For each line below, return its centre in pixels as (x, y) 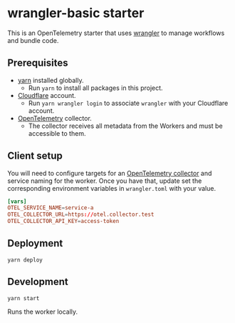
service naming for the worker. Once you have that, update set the (105, 181)
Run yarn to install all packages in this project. (95, 88)
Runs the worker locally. (43, 312)
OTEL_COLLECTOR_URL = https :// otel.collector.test (81, 215)
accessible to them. (57, 133)
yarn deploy (25, 260)
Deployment (35, 243)
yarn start (23, 298)
